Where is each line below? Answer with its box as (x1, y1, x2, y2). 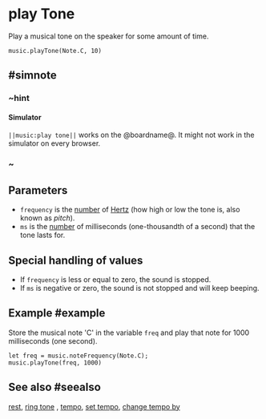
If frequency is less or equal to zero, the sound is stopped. (19, 275, 212, 284)
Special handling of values (8, 253, 143, 267)
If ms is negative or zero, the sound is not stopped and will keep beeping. (19, 284, 260, 292)
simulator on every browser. (8, 139, 101, 148)
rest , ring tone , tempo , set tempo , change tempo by (8, 401, 180, 411)
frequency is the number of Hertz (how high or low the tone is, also (19, 205, 240, 215)
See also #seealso (8, 381, 102, 394)
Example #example (8, 306, 106, 320)
